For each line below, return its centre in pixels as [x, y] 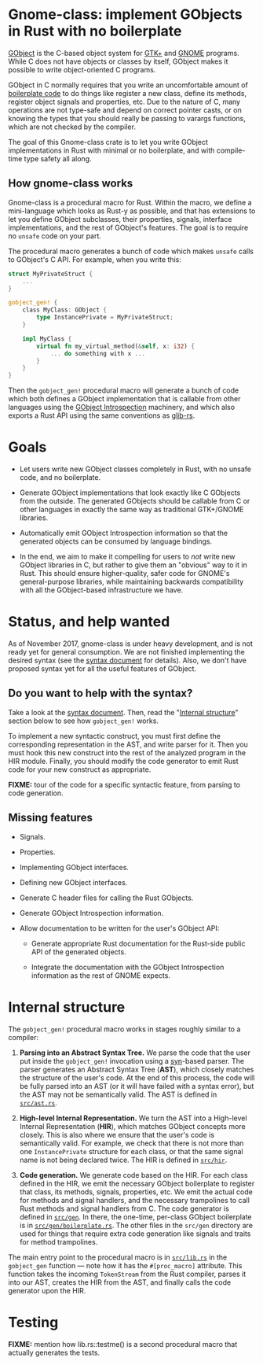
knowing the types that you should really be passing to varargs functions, [127, 118]
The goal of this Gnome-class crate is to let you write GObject [108, 142]
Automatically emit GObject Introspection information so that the [124, 533]
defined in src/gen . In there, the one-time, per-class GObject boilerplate [135, 1216]
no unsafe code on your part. [55, 236]
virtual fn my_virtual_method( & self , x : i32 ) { [115, 346]
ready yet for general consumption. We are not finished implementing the [126, 652]
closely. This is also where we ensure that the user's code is [117, 1134]
